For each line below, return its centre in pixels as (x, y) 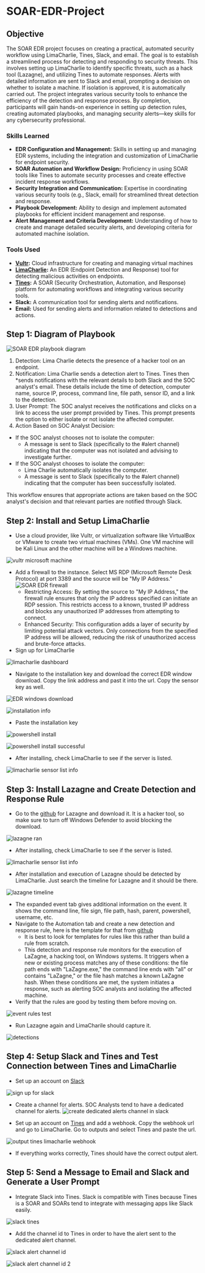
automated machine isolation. (52, 234)
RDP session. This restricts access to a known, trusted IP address (107, 605)
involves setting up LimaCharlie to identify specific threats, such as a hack (100, 68)
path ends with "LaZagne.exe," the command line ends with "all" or (109, 969)
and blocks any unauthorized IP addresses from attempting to (102, 611)
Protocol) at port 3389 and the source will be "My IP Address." (94, 579)
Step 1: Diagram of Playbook (61, 334)
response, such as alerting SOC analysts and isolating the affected (108, 989)
